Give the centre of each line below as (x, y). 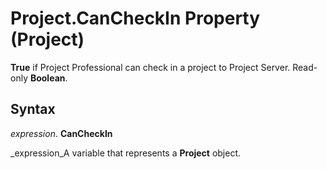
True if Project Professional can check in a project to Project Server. (150, 67)
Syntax (33, 109)
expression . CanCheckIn (61, 133)
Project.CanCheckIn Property (135, 18)
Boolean (47, 78)
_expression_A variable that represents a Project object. (126, 153)
